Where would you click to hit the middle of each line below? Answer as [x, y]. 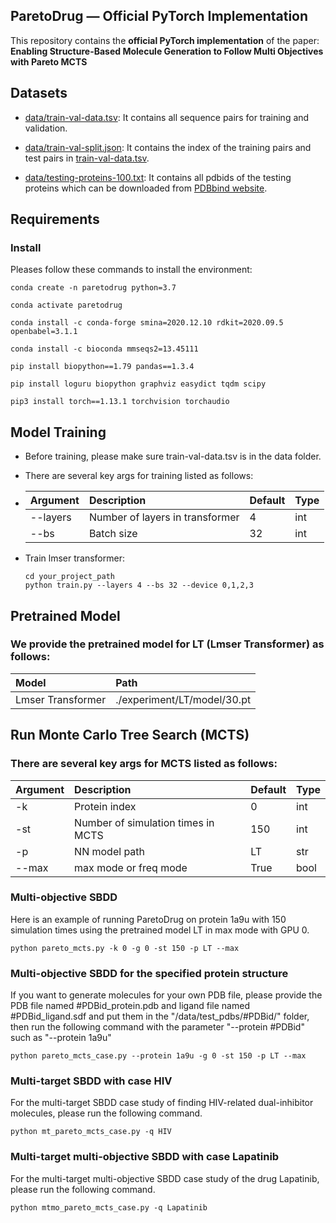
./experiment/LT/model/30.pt [183, 699]
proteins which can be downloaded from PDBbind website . [146, 188]
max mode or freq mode [131, 867]
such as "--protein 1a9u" [61, 1038]
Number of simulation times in [144, 822]
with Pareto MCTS [49, 61]
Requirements [55, 219]
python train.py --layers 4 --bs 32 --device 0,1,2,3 [139, 585]
